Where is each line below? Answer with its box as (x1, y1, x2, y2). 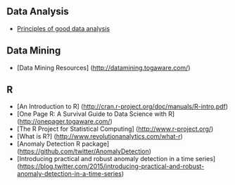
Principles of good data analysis (16, 24, 110, 32)
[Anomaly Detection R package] (16, 140, 110, 148)
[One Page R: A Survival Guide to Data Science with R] (16, 110, 175, 118)
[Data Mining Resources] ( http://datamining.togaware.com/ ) (16, 63, 191, 72)
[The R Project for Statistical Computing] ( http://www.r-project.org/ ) (16, 125, 214, 133)
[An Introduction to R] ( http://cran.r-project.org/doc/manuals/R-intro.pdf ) (16, 102, 229, 111)
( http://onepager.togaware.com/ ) (16, 117, 113, 126)
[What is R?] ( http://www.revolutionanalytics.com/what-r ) (16, 132, 184, 141)
